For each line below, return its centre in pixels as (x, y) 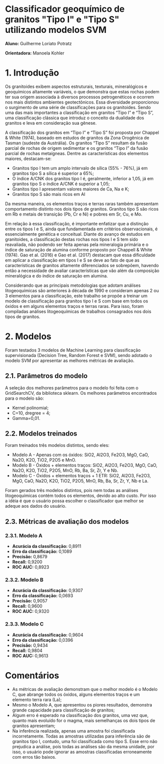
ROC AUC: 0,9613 (30, 655)
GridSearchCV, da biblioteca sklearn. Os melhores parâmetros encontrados (81, 393)
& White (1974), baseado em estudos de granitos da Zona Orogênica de (77, 137)
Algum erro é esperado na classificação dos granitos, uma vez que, (80, 715)
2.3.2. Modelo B (24, 580)
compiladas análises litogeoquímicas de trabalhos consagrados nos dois (78, 311)
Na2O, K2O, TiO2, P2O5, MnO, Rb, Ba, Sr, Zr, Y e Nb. (65, 470)
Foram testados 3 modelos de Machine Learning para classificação (73, 350)
